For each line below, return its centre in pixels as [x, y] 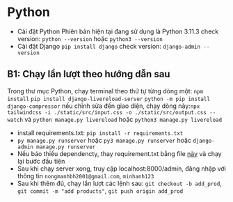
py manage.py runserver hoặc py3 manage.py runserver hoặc [104, 140]
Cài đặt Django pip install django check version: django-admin [109, 46]
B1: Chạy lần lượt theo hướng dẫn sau [89, 74]
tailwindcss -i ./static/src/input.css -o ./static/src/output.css [107, 112]
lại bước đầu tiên [41, 161]
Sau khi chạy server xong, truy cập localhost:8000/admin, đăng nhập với [121, 169]
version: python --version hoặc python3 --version [90, 38]
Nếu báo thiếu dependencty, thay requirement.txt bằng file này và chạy [119, 153]
